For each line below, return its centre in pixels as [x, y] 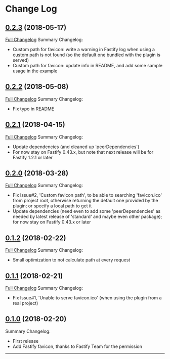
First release [26, 341]
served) [21, 60]
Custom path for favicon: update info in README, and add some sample [88, 65]
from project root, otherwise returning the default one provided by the [85, 201]
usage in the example [35, 71]
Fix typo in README [33, 109]
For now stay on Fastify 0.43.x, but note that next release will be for [83, 152]
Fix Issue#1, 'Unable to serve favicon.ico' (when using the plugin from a [87, 298]
